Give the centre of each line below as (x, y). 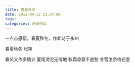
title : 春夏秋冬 (20, 10)
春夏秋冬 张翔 (19, 49)
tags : (11, 19)
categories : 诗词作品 (26, 24)
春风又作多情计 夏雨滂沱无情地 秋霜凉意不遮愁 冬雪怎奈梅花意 (67, 60)
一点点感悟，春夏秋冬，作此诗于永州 (42, 38)
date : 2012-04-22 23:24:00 (33, 14)
